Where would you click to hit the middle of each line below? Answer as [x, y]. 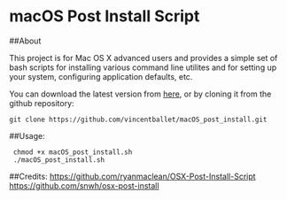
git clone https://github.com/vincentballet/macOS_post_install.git [138, 119]
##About [25, 41]
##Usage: [27, 135]
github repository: [42, 103]
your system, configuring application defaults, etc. [101, 76]
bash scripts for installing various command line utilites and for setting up [143, 67]
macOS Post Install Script [105, 16]
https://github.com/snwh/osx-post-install [84, 185]
